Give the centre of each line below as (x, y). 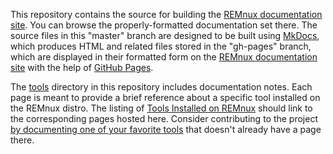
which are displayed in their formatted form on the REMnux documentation (164, 57)
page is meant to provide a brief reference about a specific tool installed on (165, 97)
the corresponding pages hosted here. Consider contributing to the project (164, 118)
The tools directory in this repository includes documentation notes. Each (161, 87)
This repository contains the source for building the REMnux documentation (166, 14)
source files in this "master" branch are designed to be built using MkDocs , (165, 35)
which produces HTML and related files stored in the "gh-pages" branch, (161, 46)
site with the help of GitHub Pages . (82, 67)
